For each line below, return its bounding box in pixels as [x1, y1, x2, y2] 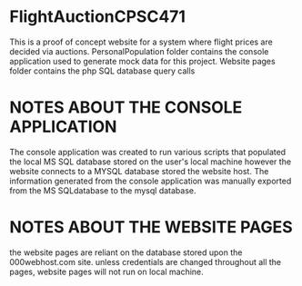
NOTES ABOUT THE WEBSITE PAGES [9, 217, 293, 238]
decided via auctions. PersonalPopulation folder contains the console [9, 45, 269, 56]
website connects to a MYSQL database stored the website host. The [9, 165, 269, 176]
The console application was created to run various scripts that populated [9, 146, 287, 157]
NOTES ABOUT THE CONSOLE [9, 97, 243, 118]
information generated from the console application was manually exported [9, 175, 292, 186]
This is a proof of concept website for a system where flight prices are [9, 36, 273, 47]
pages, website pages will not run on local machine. [9, 266, 205, 277]
